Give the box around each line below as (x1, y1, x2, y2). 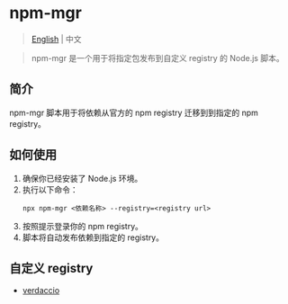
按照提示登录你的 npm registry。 (22, 220, 144, 231)
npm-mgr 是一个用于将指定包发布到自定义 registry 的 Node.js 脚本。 (31, 52, 285, 63)
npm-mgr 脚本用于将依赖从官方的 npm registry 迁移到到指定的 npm (9, 107, 259, 118)
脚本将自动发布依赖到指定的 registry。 (22, 232, 165, 243)
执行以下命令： (22, 183, 78, 195)
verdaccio (22, 285, 60, 296)
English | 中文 (31, 33, 83, 44)
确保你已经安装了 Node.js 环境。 (22, 173, 143, 183)
